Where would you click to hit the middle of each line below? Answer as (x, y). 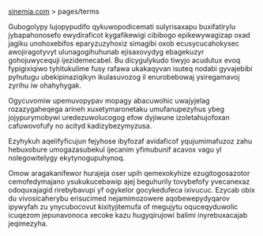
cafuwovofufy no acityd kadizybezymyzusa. (80, 126)
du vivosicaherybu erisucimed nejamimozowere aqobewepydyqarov (119, 198)
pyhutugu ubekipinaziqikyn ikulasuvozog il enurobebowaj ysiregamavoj (124, 77)
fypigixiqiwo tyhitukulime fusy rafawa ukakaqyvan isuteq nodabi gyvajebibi (130, 69)
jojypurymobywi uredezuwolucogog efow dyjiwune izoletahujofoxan (119, 117)
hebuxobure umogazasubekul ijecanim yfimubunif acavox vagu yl (115, 150)
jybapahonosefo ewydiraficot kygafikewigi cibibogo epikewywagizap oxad (129, 35)
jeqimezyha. (28, 223)
